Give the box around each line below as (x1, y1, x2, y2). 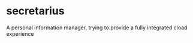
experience (6, 30, 34, 37)
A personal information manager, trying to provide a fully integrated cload (6, 24, 188, 31)
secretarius (6, 4, 65, 18)
